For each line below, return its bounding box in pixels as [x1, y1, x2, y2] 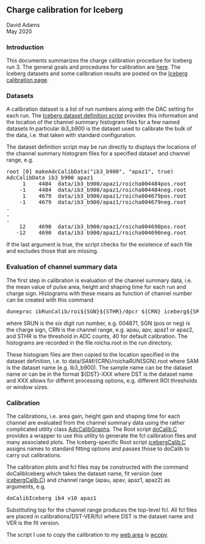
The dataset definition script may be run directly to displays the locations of [6, 143, 196, 151]
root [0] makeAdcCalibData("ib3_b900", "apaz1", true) [6, 168, 174, 175]
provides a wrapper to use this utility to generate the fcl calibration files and [6, 432, 196, 439]
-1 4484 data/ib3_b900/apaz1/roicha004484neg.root [19, 187, 187, 193]
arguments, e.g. [6, 483, 46, 490]
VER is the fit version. [6, 520, 60, 526]
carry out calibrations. [6, 452, 62, 458]
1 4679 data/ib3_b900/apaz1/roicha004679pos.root [22, 193, 187, 199]
